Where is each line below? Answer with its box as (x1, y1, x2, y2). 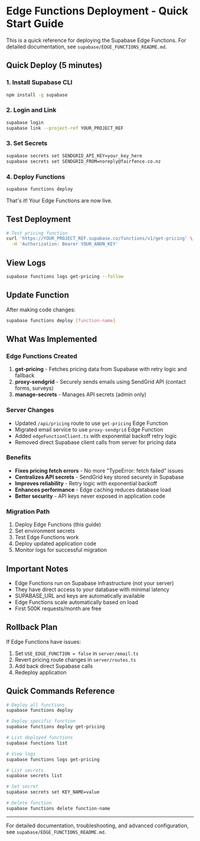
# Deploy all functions (6, 702, 65, 708)
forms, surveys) (14, 384, 54, 392)
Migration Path (6, 507, 50, 515)
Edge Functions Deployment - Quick (6, 4, 189, 18)
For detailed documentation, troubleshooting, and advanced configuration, (6, 822, 189, 829)
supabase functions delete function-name (6, 805, 111, 811)
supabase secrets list (6, 773, 62, 779)
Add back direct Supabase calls (14, 662, 93, 669)
